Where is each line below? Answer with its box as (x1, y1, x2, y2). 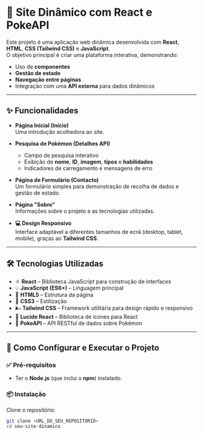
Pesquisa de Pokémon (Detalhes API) (14, 139, 111, 147)
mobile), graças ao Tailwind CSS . (14, 235, 98, 242)
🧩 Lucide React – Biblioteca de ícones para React (14, 313, 138, 320)
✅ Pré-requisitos (6, 361, 56, 369)
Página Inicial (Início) (14, 121, 69, 129)
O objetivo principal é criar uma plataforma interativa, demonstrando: (6, 51, 178, 58)
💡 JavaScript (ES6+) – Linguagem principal (14, 284, 124, 292)
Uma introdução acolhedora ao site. (14, 128, 105, 135)
